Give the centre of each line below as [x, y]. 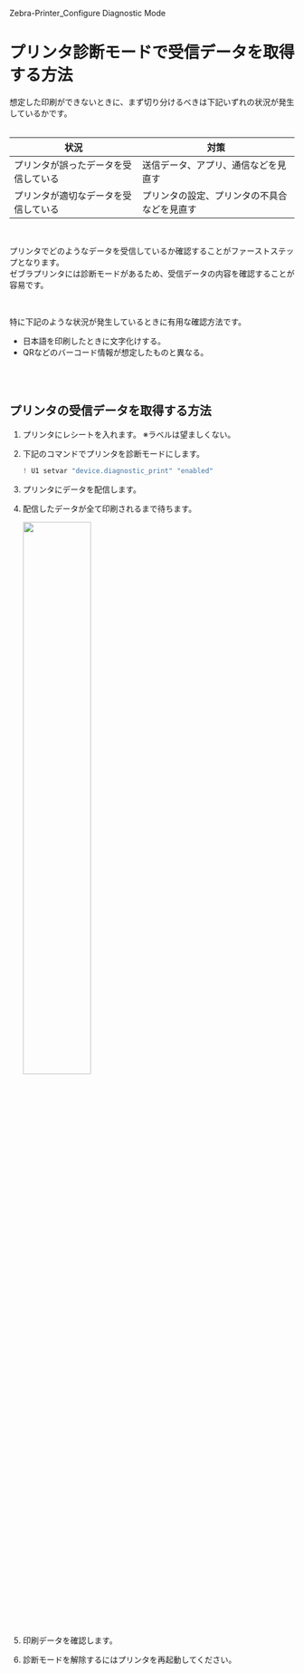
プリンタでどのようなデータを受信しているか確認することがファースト [140, 251]
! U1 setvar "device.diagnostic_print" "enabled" [118, 470]
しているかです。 [41, 113]
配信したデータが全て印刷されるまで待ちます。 [109, 508]
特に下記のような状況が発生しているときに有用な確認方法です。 [128, 322]
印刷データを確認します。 [70, 1640]
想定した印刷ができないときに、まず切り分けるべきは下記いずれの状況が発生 [152, 102]
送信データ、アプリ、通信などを [209, 165]
